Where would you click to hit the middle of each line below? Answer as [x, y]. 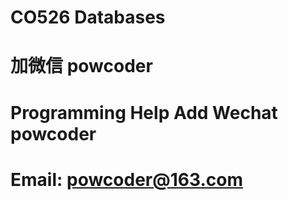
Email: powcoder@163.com [126, 179]
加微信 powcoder [81, 66]
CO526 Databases [88, 17]
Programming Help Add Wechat [144, 112]
